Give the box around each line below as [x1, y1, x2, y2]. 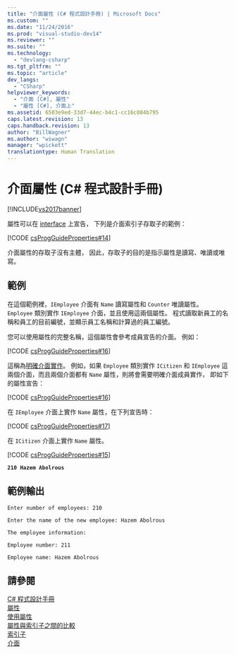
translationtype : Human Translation [7, 148, 115, 156]
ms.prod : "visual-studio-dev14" [7, 30, 102, 37]
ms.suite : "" [7, 43, 46, 50]
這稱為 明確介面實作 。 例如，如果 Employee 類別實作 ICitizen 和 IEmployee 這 [7, 361, 228, 370]
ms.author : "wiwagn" [7, 135, 68, 142]
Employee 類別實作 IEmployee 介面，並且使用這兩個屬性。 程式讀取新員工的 [7, 308, 223, 317]
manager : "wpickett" [7, 142, 68, 149]
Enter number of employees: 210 [7, 504, 102, 511]
